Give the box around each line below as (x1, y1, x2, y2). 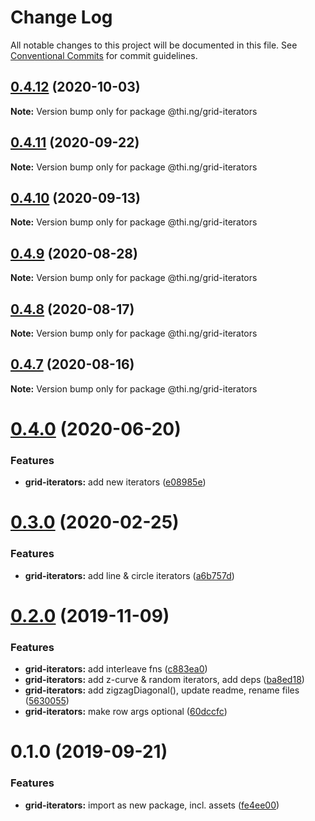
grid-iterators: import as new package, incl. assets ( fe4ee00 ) (24, 799, 280, 811)
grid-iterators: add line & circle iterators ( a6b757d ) (24, 569, 235, 581)
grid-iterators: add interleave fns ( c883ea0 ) (24, 663, 208, 675)
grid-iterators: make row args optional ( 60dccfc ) (24, 706, 228, 718)
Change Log (10, 6, 113, 29)
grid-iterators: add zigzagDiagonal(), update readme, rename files (24, 684, 300, 696)
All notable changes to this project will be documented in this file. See (10, 39, 298, 51)
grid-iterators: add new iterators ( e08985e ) (24, 476, 207, 488)
